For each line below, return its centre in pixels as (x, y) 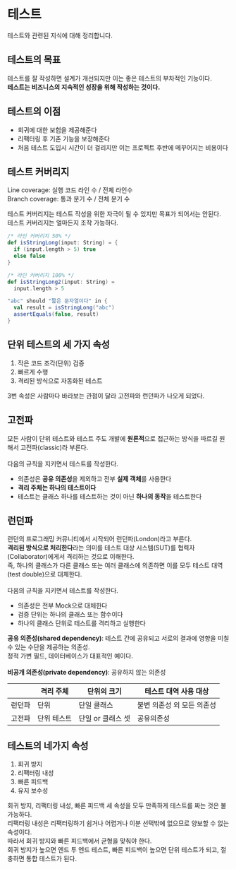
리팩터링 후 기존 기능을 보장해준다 (64, 138)
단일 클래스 (96, 705)
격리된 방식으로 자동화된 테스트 (60, 380)
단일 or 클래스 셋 (104, 719)
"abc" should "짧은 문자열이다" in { (57, 301)
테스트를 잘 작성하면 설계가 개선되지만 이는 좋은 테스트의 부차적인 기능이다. (110, 78)
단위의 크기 (104, 692)
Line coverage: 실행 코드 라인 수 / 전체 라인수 (70, 190)
